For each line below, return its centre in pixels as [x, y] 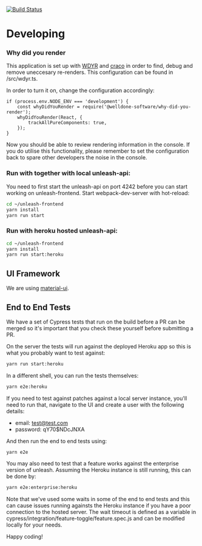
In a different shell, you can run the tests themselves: [72, 375]
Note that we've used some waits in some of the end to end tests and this [98, 499]
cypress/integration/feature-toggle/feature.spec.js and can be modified [96, 518]
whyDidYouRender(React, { [50, 118]
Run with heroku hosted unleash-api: [62, 231]
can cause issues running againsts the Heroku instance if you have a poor [99, 505]
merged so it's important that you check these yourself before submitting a [100, 328]
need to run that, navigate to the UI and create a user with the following [95, 405]
